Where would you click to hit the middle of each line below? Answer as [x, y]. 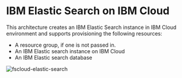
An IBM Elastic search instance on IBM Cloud [70, 51]
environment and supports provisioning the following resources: [84, 33]
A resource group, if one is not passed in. [65, 45]
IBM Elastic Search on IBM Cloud [88, 11]
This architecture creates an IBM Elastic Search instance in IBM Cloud [91, 27]
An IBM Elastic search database [53, 57]
